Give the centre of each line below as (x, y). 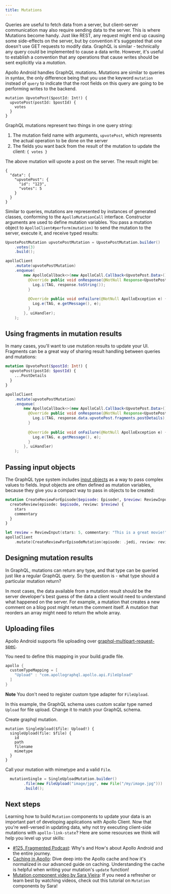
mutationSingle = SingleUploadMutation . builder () (63, 779)
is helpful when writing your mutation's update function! (71, 870)
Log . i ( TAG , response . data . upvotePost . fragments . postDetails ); (100, 418)
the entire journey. (32, 853)
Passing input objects (40, 467)
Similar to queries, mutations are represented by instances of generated (81, 211)
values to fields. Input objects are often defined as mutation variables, (78, 485)
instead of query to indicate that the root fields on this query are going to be (84, 83)
